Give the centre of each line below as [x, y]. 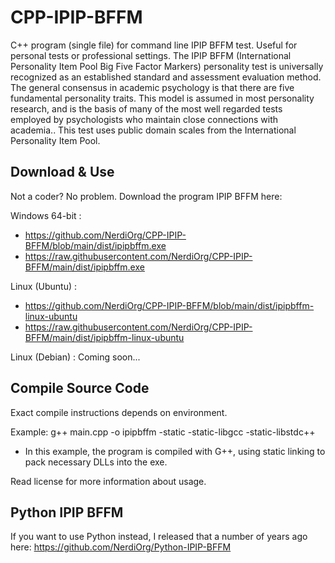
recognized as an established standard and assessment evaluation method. [166, 77]
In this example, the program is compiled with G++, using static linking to [175, 451]
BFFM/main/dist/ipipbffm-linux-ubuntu [104, 337]
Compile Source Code [80, 388]
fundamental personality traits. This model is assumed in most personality [162, 98]
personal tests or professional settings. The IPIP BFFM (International [151, 55]
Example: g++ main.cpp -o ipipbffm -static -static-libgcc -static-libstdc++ [163, 432]
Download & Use [62, 172]
